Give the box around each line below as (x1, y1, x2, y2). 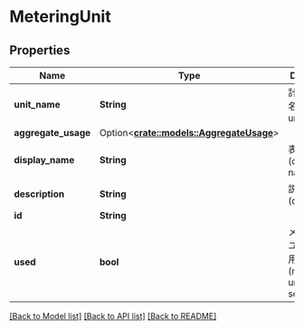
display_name (14, 154, 75, 166)
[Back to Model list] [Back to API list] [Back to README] (9, 311, 217, 321)
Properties (9, 43, 71, 58)
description (14, 188, 65, 200)
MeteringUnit (9, 6, 111, 27)
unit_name (14, 98, 61, 111)
